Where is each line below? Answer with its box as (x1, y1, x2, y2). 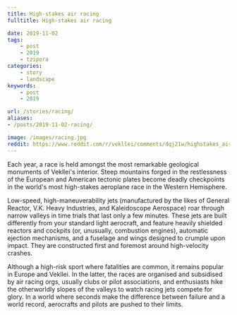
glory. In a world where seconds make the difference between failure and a (7, 292, 226, 301)
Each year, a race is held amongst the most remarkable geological (7, 160, 200, 168)
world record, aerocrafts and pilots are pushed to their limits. (7, 299, 183, 308)
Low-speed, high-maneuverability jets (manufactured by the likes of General (7, 196, 230, 205)
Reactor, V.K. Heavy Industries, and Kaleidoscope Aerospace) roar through (7, 203, 224, 212)
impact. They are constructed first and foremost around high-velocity (7, 241, 209, 249)
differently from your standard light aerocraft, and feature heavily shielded (7, 218, 223, 227)
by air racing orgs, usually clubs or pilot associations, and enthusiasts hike (7, 277, 224, 286)
